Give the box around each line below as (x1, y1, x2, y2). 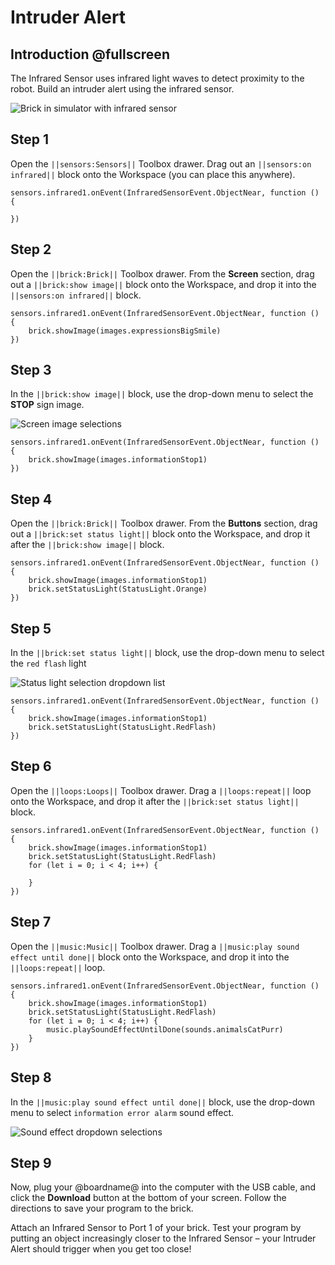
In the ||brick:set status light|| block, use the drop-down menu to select (10, 647, 325, 659)
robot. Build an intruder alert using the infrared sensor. (10, 83, 235, 95)
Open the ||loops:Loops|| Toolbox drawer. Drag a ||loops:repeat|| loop (10, 784, 312, 796)
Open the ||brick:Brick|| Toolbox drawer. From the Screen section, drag (10, 267, 315, 280)
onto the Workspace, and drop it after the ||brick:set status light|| (10, 795, 300, 807)
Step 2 (10, 241, 52, 258)
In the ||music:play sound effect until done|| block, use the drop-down (10, 1096, 316, 1108)
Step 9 (10, 1154, 52, 1171)
